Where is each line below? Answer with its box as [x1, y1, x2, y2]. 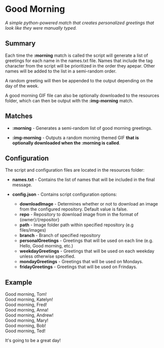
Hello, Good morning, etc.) [19, 243, 74, 249]
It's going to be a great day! [5, 338, 61, 344]
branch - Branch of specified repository [19, 233, 101, 239]
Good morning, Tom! [5, 291, 47, 297]
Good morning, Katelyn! [5, 297, 53, 303]
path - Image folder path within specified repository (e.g [19, 222, 134, 228]
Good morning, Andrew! [5, 312, 54, 318]
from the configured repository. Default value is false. [19, 206, 128, 212]
